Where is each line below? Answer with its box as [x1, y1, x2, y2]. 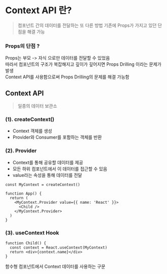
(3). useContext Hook [5, 229, 59, 236]
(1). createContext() [5, 116, 55, 123]
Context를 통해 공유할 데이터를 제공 [12, 159, 83, 165]
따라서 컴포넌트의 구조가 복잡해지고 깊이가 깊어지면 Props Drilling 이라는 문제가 [5, 61, 162, 67]
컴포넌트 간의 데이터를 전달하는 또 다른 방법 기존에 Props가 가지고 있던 [17, 22, 157, 28]
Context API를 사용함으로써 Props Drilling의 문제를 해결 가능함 [5, 74, 130, 80]
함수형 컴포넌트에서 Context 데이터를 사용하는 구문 [5, 263, 106, 269]
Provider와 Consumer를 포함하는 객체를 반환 [12, 134, 102, 141]
